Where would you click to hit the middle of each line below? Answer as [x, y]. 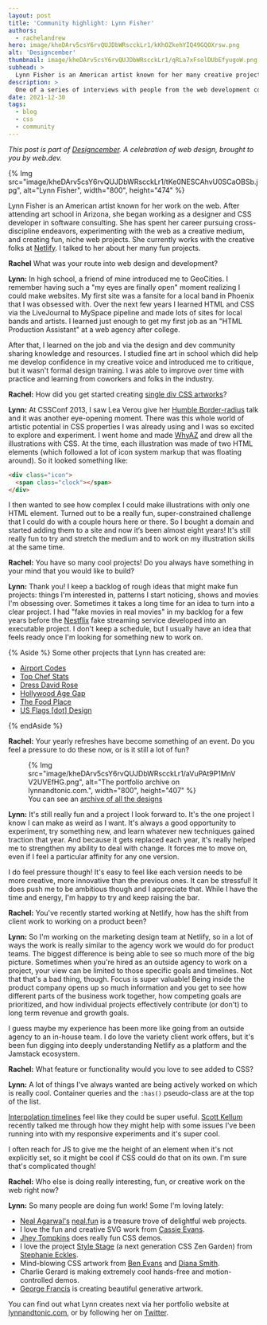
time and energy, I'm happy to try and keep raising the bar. [104, 897]
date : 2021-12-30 [37, 97]
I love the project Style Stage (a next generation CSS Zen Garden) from [136, 1246]
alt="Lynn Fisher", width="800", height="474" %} [104, 190]
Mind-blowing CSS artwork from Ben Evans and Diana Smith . [120, 1264]
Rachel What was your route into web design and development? [113, 263]
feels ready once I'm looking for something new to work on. [106, 637]
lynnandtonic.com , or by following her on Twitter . [89, 1313]
